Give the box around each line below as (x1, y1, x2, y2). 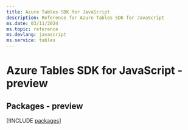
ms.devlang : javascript (6, 32, 67, 38)
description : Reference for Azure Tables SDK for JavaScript (6, 15, 165, 21)
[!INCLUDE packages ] (6, 117, 61, 124)
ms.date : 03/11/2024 (6, 20, 59, 26)
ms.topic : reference (6, 26, 59, 32)
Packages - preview (6, 101, 83, 111)
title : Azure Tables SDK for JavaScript (6, 9, 111, 15)
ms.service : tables (6, 37, 56, 43)
